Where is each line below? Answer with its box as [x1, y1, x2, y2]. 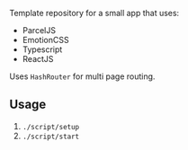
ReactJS [22, 54, 54, 64]
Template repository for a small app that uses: [9, 8, 180, 18]
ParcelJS [22, 25, 57, 35]
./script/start [22, 132, 80, 141]
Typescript [22, 44, 63, 55]
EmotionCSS [22, 35, 69, 45]
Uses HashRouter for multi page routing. [9, 71, 156, 82]
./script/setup [22, 122, 80, 131]
